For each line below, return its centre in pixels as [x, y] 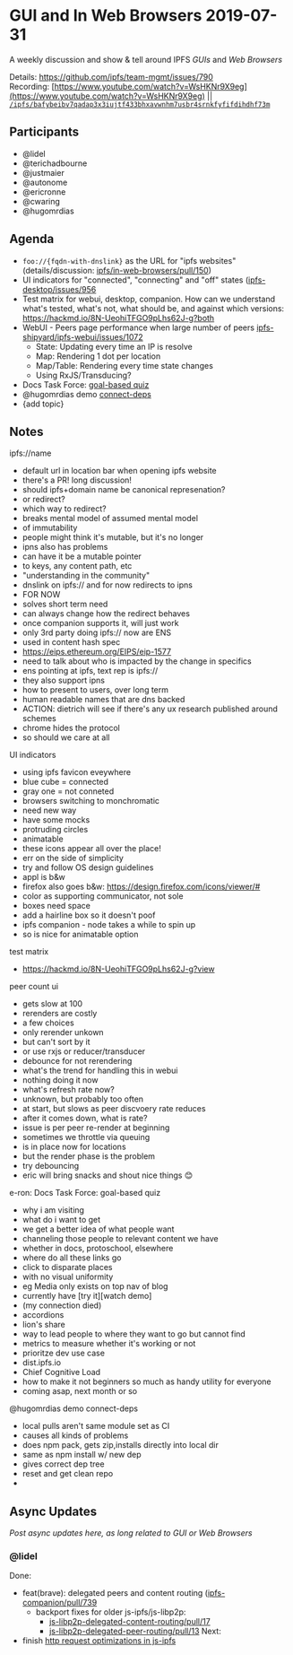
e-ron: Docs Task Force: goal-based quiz [85, 1193]
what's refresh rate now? [68, 1090]
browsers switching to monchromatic [90, 801]
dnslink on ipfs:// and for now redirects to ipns [107, 585]
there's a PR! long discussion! [77, 480]
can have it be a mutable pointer [82, 556]
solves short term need [65, 604]
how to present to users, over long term [95, 690]
